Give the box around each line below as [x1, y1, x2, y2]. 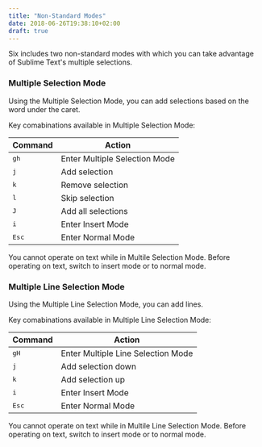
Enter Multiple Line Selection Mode [60, 348, 193, 359]
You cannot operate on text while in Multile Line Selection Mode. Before [8, 420, 247, 430]
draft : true [8, 27, 48, 35]
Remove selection [60, 179, 129, 190]
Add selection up [60, 374, 125, 385]
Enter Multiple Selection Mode [60, 152, 175, 164]
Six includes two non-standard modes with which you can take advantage [8, 49, 254, 59]
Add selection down [60, 361, 137, 372]
